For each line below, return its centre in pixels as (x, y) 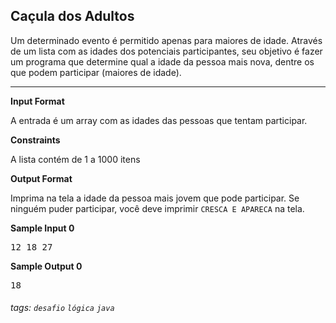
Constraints (35, 140)
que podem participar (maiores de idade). (96, 72)
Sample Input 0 (42, 228)
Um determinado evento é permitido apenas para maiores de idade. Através (166, 40)
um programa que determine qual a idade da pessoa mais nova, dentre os (162, 61)
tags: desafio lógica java (62, 308)
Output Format (41, 178)
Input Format (37, 101)
